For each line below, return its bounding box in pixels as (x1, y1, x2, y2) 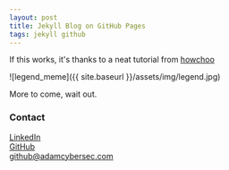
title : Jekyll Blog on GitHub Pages (9, 21, 146, 30)
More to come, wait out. (9, 89, 98, 99)
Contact (9, 111, 46, 123)
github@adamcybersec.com (9, 150, 114, 161)
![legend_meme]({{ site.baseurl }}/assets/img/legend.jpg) (9, 72, 221, 82)
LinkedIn (9, 132, 41, 142)
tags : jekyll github (9, 30, 87, 38)
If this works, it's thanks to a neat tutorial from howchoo (9, 55, 215, 65)
